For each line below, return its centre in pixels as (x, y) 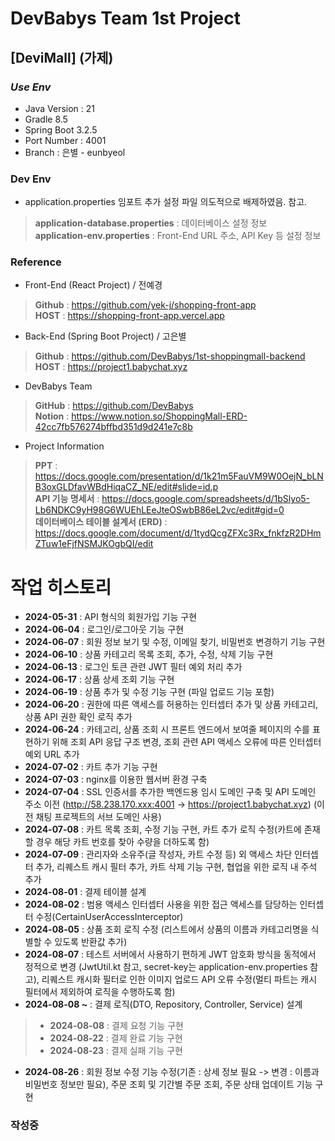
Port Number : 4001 (65, 140)
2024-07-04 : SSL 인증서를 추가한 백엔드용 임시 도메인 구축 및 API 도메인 (170, 792)
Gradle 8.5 (46, 119)
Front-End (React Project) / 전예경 (93, 285)
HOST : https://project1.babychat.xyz (111, 367)
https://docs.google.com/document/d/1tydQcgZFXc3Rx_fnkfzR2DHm (178, 533)
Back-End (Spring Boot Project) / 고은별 (105, 336)
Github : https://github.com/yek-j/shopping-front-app (145, 305)
